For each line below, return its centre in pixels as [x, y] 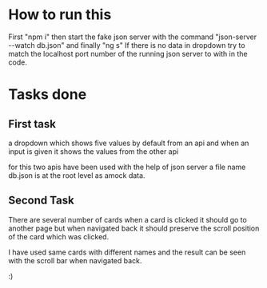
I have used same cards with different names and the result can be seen [127, 252]
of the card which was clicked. [59, 236]
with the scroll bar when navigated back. [75, 260]
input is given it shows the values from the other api [94, 151]
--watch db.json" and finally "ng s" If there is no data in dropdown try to [127, 45]
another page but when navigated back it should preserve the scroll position [134, 228]
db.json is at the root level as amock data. [77, 175]
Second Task [41, 201]
